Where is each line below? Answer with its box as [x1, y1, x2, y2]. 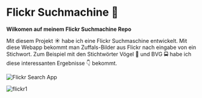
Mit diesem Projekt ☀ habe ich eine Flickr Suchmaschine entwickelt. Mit [6, 37, 187, 44]
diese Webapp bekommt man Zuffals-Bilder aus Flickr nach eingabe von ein [6, 44, 197, 51]
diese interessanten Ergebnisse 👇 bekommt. [6, 59, 117, 67]
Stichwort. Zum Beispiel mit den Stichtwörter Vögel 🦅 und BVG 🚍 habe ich [6, 50, 192, 57]
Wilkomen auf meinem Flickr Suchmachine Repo [6, 25, 132, 33]
